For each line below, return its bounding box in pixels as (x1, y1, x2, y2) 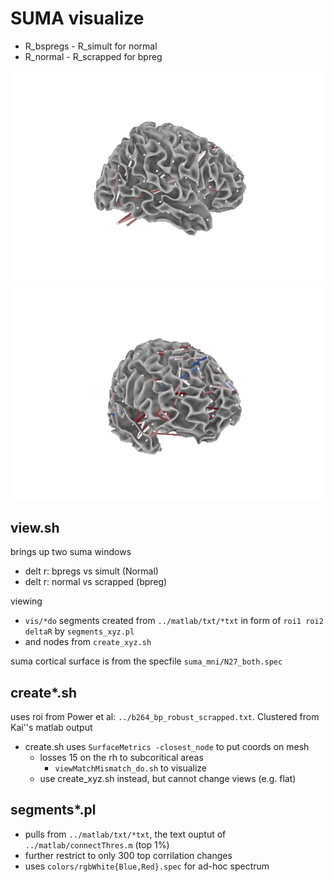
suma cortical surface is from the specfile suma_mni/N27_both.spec (10, 655, 283, 667)
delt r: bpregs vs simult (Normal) (24, 565, 159, 577)
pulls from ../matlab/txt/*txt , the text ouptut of (24, 828, 227, 840)
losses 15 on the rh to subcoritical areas (39, 752, 204, 763)
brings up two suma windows (10, 546, 132, 558)
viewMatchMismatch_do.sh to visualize (54, 762, 208, 774)
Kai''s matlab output (10, 722, 93, 733)
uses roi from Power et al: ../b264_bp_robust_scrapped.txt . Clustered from (10, 711, 320, 722)
